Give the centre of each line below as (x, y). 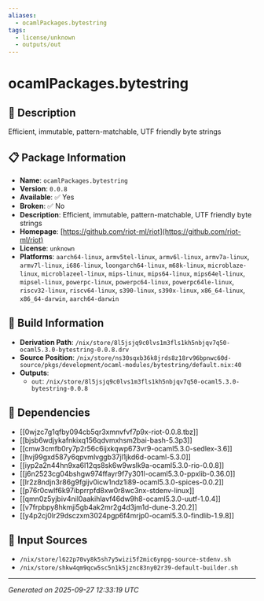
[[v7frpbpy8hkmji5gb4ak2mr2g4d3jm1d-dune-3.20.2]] (108, 507)
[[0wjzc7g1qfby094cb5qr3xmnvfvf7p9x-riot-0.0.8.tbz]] (109, 432)
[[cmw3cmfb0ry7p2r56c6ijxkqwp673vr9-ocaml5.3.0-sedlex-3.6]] (126, 448)
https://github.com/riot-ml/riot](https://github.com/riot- (152, 231)
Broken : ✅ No (42, 206)
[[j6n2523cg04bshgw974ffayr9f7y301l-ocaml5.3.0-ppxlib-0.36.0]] (127, 473)
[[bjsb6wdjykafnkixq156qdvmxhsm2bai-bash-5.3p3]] (106, 440)
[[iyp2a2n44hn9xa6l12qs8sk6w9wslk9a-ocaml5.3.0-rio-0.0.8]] (122, 465)
